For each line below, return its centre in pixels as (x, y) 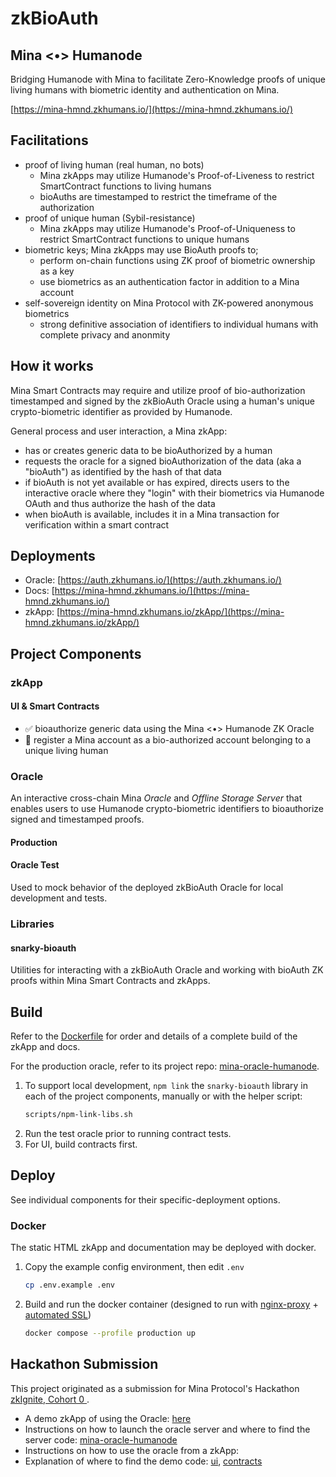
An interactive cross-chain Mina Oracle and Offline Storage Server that (156, 798)
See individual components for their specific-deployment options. (145, 1199)
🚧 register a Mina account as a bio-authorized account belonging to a (168, 739)
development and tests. (59, 898)
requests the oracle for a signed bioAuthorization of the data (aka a (163, 461)
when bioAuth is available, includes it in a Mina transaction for (152, 514)
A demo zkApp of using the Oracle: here (108, 1418)
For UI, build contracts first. (81, 1144)
